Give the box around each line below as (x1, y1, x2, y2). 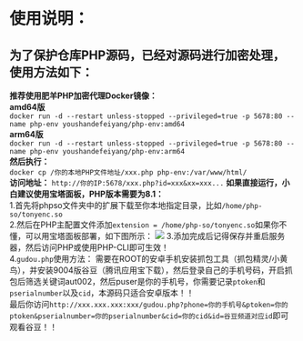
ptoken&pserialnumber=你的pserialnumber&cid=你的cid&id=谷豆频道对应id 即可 (9, 310, 289, 321)
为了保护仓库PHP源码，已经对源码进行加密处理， (9, 47, 285, 63)
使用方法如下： (9, 65, 94, 80)
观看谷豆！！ (9, 322, 57, 332)
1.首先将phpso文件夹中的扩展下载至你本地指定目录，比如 (9, 200, 222, 210)
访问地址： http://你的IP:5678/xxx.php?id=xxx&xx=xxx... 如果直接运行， (9, 177, 282, 187)
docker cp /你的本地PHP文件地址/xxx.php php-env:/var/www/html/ (9, 168, 247, 177)
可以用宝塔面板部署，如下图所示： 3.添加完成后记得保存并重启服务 (25, 231, 286, 241)
